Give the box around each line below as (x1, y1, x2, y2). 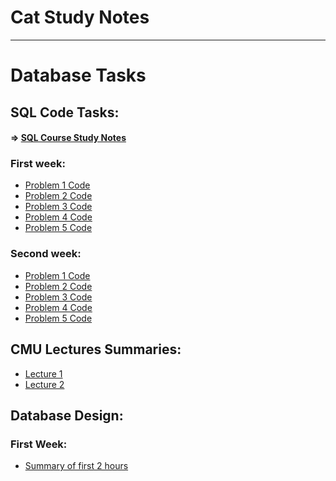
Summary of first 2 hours (24, 460, 129, 472)
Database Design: (10, 407, 124, 424)
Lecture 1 (24, 367, 63, 380)
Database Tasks (10, 64, 147, 87)
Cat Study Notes (10, 6, 150, 29)
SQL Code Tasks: (10, 104, 120, 121)
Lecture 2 (24, 378, 65, 390)
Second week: (10, 247, 82, 261)
